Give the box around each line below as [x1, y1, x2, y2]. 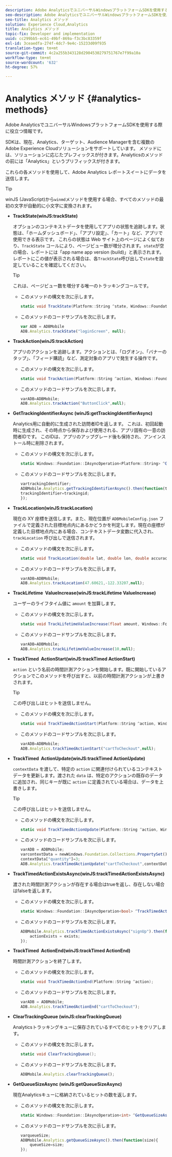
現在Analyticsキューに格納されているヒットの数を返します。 [12, 1091, 140, 1098]
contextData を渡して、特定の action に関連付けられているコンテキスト [12, 766, 163, 772]
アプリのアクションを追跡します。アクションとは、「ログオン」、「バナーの [12, 348, 167, 355]
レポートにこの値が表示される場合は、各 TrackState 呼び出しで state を [12, 256, 160, 262]
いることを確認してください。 [26, 262, 89, 268]
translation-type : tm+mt [5, 46, 58, 51]
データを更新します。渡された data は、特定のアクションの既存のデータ [12, 772, 163, 778]
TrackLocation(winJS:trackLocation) [12, 505, 93, 511]
